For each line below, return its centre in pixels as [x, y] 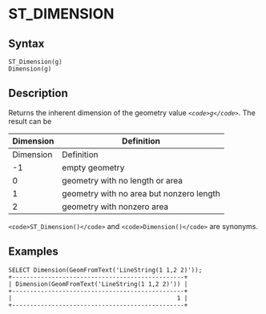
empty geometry [93, 167]
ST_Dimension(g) [35, 62]
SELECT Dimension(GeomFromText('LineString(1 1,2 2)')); [105, 270]
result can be [30, 121]
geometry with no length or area [122, 180]
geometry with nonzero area [115, 207]
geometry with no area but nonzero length [141, 193]
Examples [33, 252]
